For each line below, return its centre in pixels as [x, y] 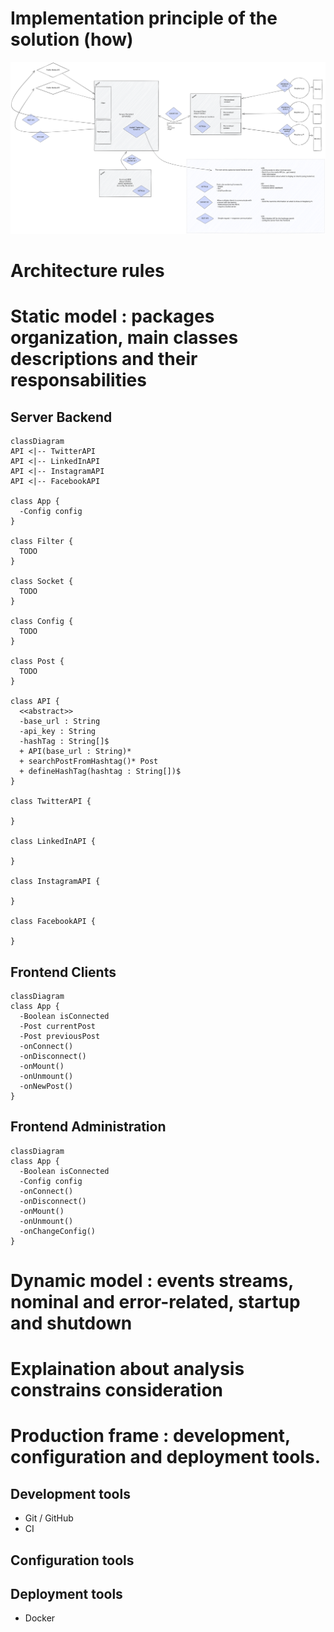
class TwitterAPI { [51, 802]
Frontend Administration [88, 1127]
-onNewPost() [46, 1087]
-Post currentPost [58, 1027]
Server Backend [61, 417]
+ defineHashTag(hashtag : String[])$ [100, 772]
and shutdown [71, 1323]
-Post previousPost [60, 1037]
